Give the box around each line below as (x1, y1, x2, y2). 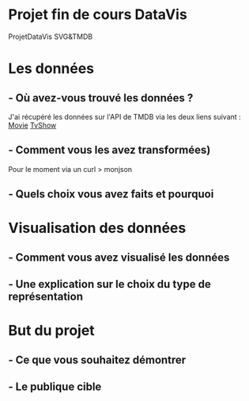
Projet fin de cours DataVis (8, 6, 187, 24)
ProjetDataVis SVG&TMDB (8, 32, 93, 41)
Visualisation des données (8, 220, 187, 237)
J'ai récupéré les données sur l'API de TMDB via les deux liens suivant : (8, 112, 241, 121)
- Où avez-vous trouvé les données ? (8, 91, 194, 105)
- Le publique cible (8, 380, 102, 394)
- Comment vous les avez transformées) (8, 143, 211, 157)
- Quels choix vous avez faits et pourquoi (8, 188, 214, 201)
